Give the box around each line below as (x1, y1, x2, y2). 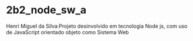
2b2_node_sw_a (6, 3, 87, 17)
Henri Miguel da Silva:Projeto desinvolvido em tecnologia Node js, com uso (6, 23, 188, 29)
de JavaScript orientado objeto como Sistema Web (6, 28, 129, 35)
